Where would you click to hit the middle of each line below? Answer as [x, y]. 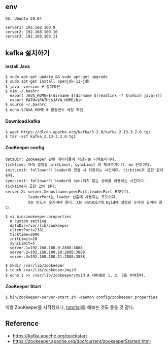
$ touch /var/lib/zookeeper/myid [41, 270]
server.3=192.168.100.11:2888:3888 [47, 257]
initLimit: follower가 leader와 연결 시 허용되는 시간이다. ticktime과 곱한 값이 [84, 170]
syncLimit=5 [23, 243]
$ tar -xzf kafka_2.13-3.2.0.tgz [41, 136]
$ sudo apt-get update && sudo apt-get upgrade [57, 77]
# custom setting [28, 221]
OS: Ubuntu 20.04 [24, 18]
